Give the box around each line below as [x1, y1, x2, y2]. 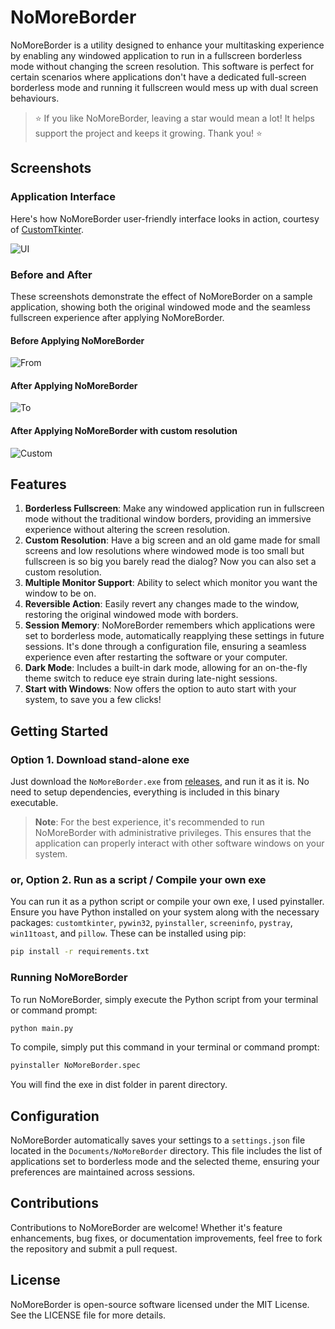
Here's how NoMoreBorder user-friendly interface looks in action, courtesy [10, 212, 320, 225]
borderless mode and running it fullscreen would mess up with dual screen [10, 81, 319, 93]
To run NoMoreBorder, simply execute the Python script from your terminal [10, 993, 319, 1005]
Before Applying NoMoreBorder [10, 334, 145, 346]
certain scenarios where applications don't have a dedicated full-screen [10, 71, 307, 83]
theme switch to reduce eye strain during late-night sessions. [24, 672, 278, 685]
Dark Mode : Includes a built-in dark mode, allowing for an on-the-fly [24, 662, 308, 674]
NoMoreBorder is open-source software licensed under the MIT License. [10, 1298, 310, 1310]
